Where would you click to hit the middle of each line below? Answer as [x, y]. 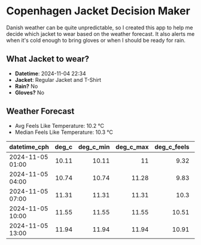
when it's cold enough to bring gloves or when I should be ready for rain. [96, 40]
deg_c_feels [172, 146]
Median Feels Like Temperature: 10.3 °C [64, 132]
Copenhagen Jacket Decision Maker [98, 11]
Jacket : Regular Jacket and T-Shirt [58, 79]
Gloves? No [30, 92]
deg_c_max [132, 146]
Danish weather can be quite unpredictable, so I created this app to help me [100, 27]
